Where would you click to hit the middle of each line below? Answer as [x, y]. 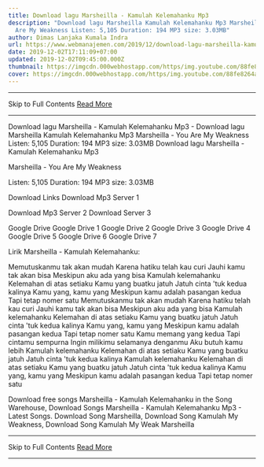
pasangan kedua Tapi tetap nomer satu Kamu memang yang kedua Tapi [125, 334]
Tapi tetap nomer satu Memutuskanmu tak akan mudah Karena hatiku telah [130, 300]
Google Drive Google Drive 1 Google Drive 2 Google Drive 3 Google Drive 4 [130, 228]
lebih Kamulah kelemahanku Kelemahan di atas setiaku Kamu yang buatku [128, 350]
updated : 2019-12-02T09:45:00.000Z [66, 60]
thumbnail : [26, 67]
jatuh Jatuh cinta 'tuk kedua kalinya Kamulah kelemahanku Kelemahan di [126, 358]
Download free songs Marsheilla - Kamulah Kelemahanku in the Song [120, 399]
